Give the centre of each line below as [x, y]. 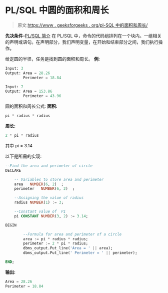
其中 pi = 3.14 [19, 145]
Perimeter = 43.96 [42, 96]
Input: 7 [14, 87]
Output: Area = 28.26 [28, 73]
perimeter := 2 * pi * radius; [56, 243]
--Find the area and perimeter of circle [49, 166]
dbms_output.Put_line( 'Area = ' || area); [68, 248]
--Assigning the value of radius [49, 198]
